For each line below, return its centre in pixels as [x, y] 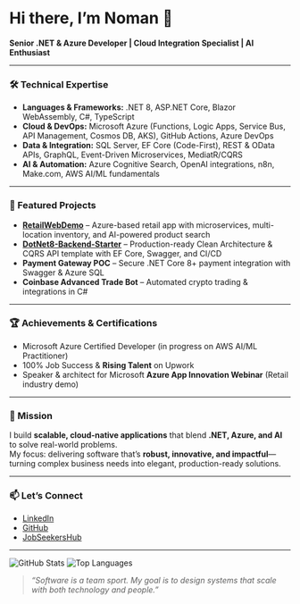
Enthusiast [30, 52]
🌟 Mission [31, 415]
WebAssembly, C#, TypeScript [79, 117]
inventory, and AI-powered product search [132, 234]
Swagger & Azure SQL [63, 273]
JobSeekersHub [52, 537]
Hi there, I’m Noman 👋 [91, 18]
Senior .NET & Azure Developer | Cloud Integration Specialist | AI [132, 43]
